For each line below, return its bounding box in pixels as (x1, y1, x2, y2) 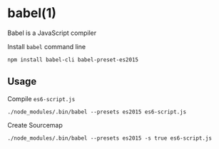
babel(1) (7, 5, 57, 21)
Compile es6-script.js (7, 94, 76, 103)
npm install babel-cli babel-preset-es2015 (7, 56, 139, 63)
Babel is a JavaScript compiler (7, 29, 97, 37)
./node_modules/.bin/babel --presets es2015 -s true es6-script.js (7, 134, 213, 142)
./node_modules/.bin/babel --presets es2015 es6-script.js (7, 108, 187, 115)
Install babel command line (7, 42, 86, 51)
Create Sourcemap (7, 120, 63, 129)
